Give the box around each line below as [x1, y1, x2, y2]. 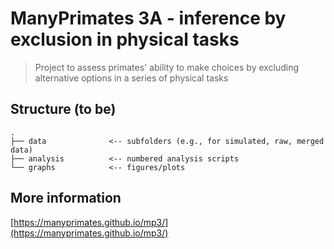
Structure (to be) [10, 101, 117, 118]
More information [10, 190, 122, 207]
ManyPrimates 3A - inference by [10, 7, 287, 30]
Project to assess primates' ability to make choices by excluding [34, 61, 300, 73]
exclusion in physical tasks [10, 28, 240, 51]
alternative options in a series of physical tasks [34, 72, 229, 84]
